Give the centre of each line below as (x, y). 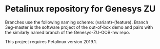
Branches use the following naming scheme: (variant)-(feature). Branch (77, 22)
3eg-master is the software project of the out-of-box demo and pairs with (79, 27)
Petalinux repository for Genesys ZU (80, 9)
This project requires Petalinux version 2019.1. (51, 41)
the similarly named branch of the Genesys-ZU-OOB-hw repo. (68, 32)
